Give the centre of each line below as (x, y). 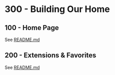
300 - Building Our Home (57, 9)
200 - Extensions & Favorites (51, 55)
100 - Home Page (32, 28)
